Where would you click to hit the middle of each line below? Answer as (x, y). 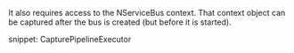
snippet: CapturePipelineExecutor (70, 39)
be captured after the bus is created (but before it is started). (120, 22)
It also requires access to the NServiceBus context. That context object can (147, 13)
